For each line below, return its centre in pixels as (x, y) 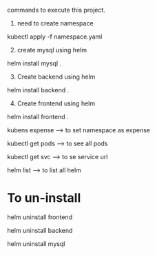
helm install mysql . (34, 63)
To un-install (44, 198)
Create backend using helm (56, 76)
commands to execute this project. (56, 10)
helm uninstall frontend (40, 217)
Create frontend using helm (56, 103)
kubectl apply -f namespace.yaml (55, 37)
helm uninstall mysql (36, 243)
